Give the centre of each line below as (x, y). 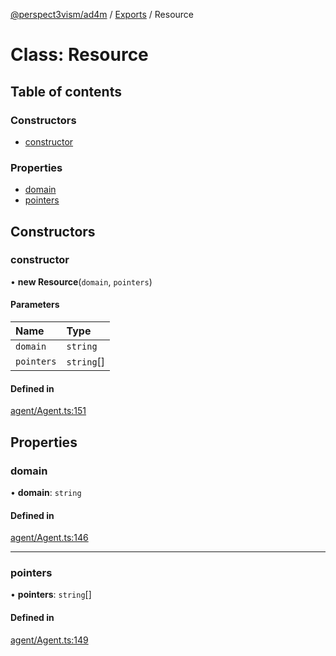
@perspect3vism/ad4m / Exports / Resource (102, 14)
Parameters (35, 305)
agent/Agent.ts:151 (48, 411)
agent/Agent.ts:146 (49, 538)
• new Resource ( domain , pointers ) (81, 281)
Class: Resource (79, 55)
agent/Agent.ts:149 (49, 640)
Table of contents (66, 91)
